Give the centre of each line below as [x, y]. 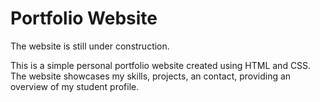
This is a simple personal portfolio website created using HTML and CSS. [161, 65]
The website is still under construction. [90, 46]
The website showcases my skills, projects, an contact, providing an [151, 76]
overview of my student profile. [75, 86]
